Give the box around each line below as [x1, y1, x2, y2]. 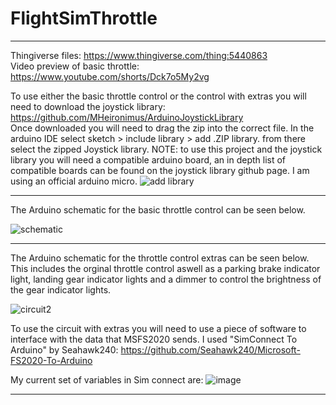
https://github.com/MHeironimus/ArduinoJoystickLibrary [10, 111, 244, 123]
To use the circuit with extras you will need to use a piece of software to [10, 322, 307, 334]
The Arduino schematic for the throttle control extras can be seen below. [10, 252, 310, 264]
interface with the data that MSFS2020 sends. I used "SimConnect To [10, 333, 298, 345]
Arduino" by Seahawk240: [10, 343, 119, 356]
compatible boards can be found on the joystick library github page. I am [10, 164, 310, 176]
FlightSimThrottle [10, 7, 158, 30]
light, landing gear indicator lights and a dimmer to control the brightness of [10, 273, 322, 285]
